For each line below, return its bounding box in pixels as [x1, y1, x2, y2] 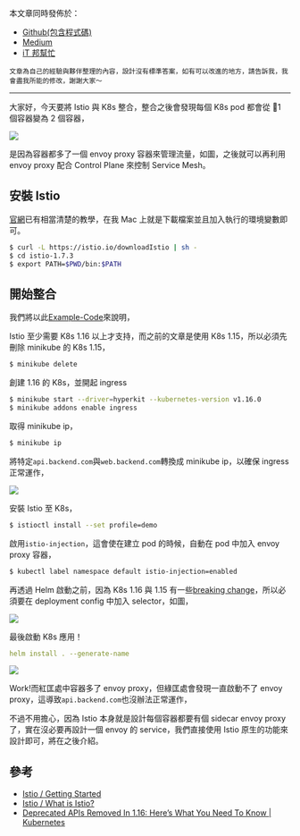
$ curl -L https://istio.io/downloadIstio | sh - [9, 242, 198, 252]
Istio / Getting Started [21, 789, 102, 799]
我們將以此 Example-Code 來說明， [9, 312, 136, 323]
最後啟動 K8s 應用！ [9, 631, 83, 642]
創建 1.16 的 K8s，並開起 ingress [9, 377, 128, 388]
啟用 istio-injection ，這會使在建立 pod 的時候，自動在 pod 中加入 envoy [9, 537, 279, 548]
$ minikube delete [9, 360, 78, 369]
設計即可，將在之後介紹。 [9, 736, 104, 747]
